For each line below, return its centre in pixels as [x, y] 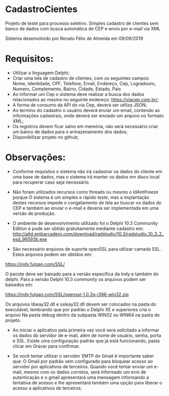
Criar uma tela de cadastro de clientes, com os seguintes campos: [81, 78]
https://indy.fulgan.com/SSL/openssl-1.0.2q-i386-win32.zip [67, 294]
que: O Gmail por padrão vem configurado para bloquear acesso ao [83, 361]
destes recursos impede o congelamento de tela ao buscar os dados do [87, 202]
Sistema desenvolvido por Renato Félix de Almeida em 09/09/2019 [74, 38]
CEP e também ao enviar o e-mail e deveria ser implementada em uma [86, 208]
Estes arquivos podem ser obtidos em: [52, 254]
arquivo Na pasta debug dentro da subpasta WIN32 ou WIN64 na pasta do [82, 315]
